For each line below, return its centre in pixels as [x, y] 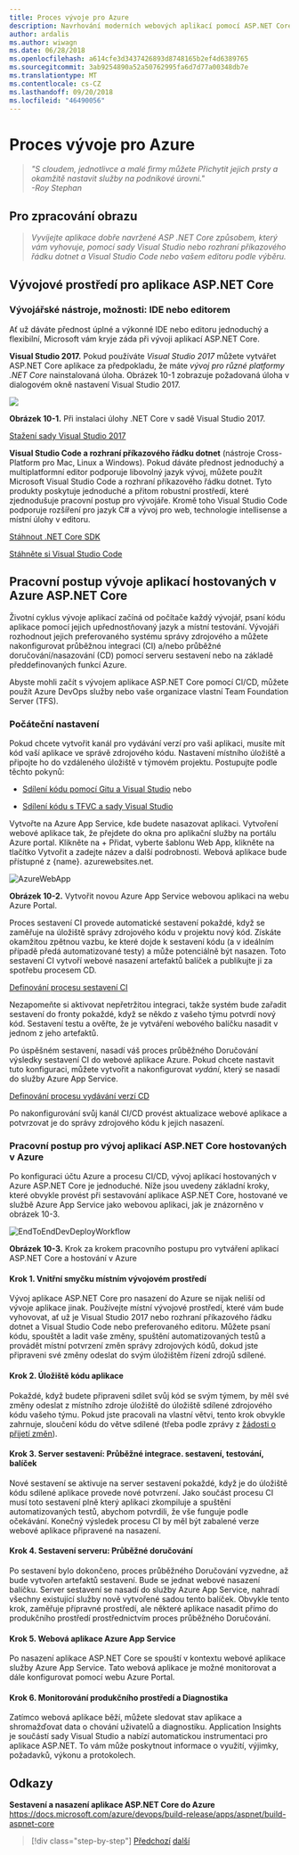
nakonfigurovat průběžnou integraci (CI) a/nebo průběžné [115, 645]
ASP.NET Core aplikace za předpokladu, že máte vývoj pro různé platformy [147, 365]
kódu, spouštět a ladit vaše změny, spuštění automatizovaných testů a [137, 1336]
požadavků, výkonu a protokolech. [73, 1755]
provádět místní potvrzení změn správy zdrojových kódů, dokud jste [134, 1346]
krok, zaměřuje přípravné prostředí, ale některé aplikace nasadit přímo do [144, 1609]
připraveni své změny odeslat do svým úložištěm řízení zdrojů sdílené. [138, 1355]
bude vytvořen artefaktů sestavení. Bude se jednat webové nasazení [135, 1580]
